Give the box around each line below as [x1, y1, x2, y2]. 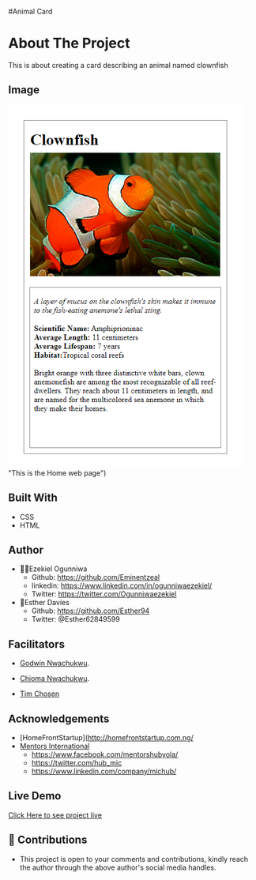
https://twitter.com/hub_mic [31, 758, 122, 767]
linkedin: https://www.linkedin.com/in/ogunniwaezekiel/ [31, 581, 213, 591]
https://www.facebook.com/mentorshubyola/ [31, 750, 179, 759]
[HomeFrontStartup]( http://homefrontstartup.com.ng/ [19, 733, 194, 742]
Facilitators [8, 637, 66, 651]
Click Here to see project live [8, 810, 103, 820]
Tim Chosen [19, 689, 60, 698]
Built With [8, 491, 58, 505]
